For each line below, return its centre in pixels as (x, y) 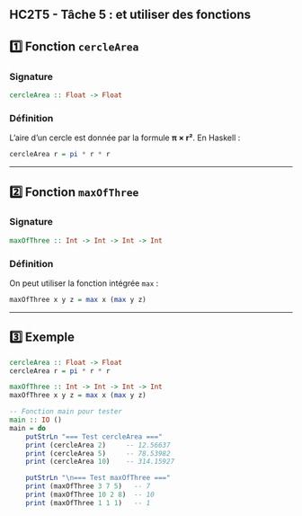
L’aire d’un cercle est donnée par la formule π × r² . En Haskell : (125, 138)
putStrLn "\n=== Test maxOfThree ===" (98, 478)
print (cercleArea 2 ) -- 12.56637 (98, 445)
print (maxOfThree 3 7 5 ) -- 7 (88, 486)
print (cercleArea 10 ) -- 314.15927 (100, 462)
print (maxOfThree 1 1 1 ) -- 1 (88, 503)
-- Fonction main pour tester (66, 412)
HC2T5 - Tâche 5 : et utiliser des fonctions (130, 15)
